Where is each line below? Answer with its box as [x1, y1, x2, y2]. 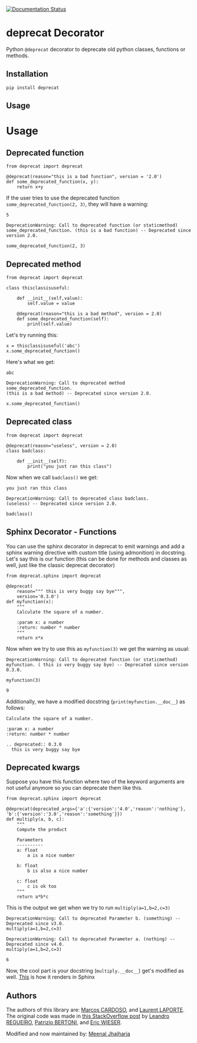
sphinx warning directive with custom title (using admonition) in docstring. [6, 549, 186, 556]
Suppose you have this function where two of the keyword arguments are [6, 778, 185, 785]
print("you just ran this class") [27, 463, 112, 469]
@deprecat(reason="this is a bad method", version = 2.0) [17, 310, 162, 317]
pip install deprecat [6, 84, 60, 91]
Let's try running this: [6, 331, 58, 339]
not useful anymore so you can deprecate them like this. [6, 785, 143, 792]
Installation [6, 69, 48, 79]
